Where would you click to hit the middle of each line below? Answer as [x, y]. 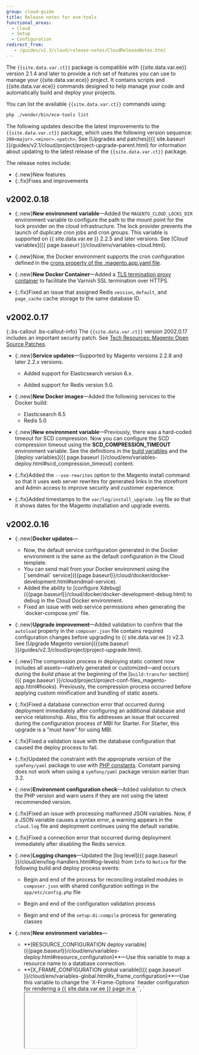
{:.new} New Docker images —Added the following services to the [95, 397]
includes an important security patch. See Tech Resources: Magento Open [97, 338]
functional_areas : [29, 23]
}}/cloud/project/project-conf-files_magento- [112, 680]
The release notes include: [39, 163]
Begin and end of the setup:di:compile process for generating [100, 915]
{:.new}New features [40, 174]
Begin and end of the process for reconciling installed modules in [103, 880]
